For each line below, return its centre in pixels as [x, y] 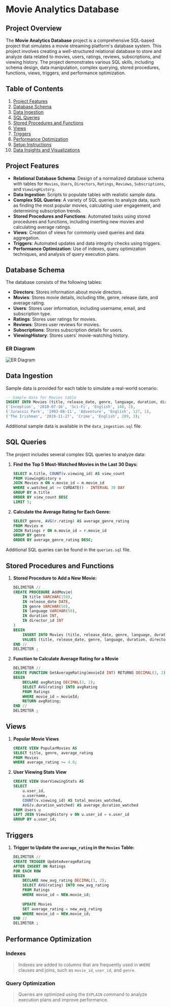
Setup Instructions [32, 144]
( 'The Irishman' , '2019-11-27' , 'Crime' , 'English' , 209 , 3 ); [73, 416]
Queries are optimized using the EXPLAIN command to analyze [83, 994]
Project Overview [34, 28]
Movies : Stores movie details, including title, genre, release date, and [85, 298]
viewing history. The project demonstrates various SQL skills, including [80, 62]
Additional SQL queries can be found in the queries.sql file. [68, 550]
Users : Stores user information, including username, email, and [79, 308]
